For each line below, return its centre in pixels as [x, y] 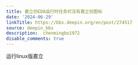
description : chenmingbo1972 [43, 33]
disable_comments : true [35, 39]
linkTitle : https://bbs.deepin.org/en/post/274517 [69, 22]
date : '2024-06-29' [30, 17]
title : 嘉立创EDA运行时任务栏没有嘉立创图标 [54, 11]
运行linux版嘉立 [25, 56]
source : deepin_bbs [30, 28]
